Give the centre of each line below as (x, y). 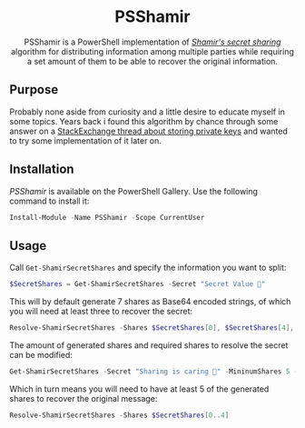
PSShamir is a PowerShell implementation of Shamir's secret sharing (152, 42)
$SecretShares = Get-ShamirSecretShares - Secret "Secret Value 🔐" (138, 284)
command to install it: (49, 201)
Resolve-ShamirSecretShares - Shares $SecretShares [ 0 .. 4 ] (119, 415)
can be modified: (41, 355)
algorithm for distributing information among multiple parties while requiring (152, 51)
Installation (42, 169)
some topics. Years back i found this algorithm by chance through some (144, 121)
